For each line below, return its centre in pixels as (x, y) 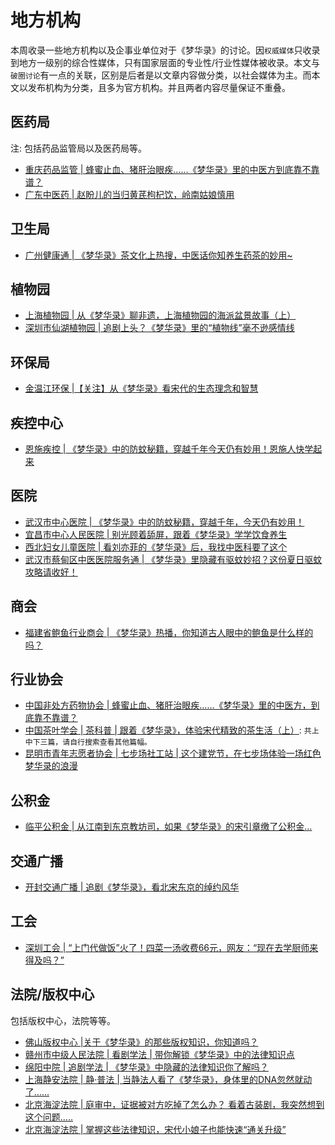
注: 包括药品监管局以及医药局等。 (78, 148)
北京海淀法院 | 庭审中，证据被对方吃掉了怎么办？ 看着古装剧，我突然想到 (174, 1104)
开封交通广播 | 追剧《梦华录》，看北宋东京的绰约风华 (132, 887)
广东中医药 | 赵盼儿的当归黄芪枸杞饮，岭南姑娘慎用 (129, 194)
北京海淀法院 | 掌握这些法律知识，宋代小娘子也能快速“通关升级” (155, 1129)
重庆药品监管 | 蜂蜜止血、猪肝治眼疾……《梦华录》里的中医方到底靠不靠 (172, 169)
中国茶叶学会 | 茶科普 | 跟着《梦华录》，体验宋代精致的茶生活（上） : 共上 (172, 730)
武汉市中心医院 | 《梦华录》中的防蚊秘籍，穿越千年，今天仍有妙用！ (164, 522)
